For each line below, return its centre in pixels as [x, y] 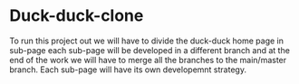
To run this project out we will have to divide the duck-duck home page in [146, 41]
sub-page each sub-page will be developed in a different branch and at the [149, 50]
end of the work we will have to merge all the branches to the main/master [148, 60]
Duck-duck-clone [77, 16]
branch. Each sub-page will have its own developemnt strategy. [128, 70]
